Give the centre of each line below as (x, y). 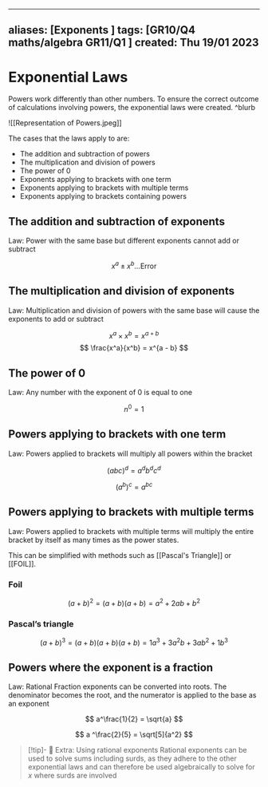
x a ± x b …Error (134, 265)
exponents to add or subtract (56, 318)
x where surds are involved (72, 776)
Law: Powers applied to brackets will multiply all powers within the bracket (130, 453)
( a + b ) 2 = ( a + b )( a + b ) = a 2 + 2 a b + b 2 (134, 602)
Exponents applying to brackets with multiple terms (104, 188)
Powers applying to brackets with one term (117, 435)
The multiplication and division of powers (87, 162)
